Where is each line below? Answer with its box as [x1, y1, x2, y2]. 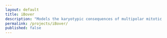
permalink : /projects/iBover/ [5, 21, 68, 26]
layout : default [5, 7, 39, 12]
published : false [5, 26, 41, 31]
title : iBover [5, 12, 35, 17]
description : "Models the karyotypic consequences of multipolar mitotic [5, 16, 162, 21]
